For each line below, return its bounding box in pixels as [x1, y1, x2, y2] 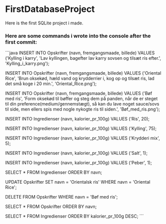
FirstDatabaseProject [5, 3, 95, 15]
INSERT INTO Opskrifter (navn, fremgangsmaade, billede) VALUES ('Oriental [5, 70, 162, 76]
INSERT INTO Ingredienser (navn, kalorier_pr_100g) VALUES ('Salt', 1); [5, 150, 148, 156]
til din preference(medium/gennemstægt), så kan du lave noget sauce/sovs [5, 101, 160, 107]
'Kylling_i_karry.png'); [5, 61, 50, 67]
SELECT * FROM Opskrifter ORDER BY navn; [5, 204, 97, 210]
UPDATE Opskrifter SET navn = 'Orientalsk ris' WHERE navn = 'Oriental [5, 179, 151, 185]
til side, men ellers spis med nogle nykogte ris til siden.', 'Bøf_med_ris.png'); [5, 106, 161, 112]
